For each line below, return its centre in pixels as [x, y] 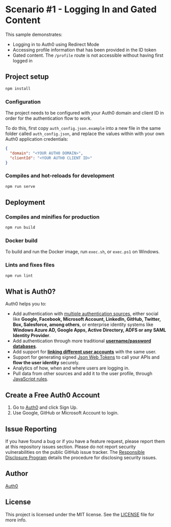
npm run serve [20, 186]
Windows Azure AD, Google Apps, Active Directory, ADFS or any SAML [89, 330]
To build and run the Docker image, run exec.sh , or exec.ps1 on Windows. [82, 252]
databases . [25, 346]
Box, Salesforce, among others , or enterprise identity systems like [83, 325]
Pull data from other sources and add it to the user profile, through [82, 374]
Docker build [21, 240]
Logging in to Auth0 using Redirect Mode [56, 44]
